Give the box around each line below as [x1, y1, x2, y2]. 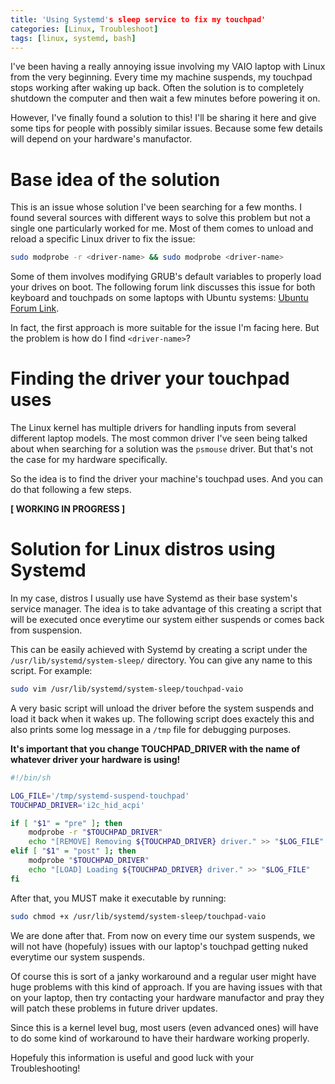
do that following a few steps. [10, 484, 132, 496]
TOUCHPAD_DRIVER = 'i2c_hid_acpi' [10, 800, 145, 810]
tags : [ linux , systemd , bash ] [10, 33, 137, 43]
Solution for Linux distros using [10, 538, 276, 561]
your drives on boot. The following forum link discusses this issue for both [10, 281, 316, 293]
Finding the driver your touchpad [10, 367, 290, 390]
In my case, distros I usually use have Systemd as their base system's [10, 592, 298, 605]
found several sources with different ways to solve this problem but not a [10, 212, 311, 224]
